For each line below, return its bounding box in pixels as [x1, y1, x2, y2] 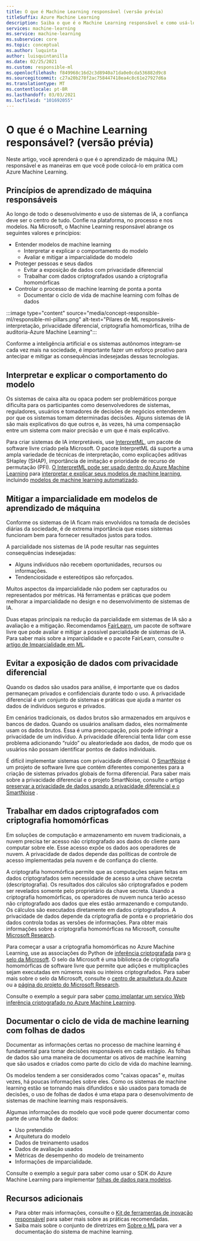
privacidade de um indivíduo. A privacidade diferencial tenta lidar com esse [6, 733, 192, 740]
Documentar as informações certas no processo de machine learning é [6, 1041, 181, 1048]
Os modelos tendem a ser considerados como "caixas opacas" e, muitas [6, 1072, 185, 1079]
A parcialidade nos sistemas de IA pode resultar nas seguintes [6, 543, 159, 550]
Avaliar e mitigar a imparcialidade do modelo [23, 254, 133, 261]
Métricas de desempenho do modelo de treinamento [14, 1152, 144, 1159]
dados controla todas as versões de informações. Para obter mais [6, 919, 168, 926]
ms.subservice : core [6, 36, 58, 42]
